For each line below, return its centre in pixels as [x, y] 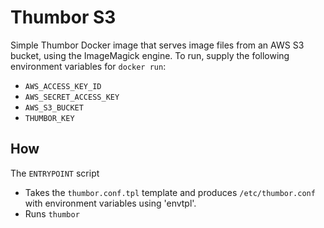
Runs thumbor [52, 213]
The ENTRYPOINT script [55, 173]
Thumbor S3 [63, 17]
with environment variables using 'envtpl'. [110, 203]
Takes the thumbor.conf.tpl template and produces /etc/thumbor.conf [170, 192]
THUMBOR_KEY [49, 118]
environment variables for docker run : [88, 66]
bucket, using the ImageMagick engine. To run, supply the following [150, 55]
